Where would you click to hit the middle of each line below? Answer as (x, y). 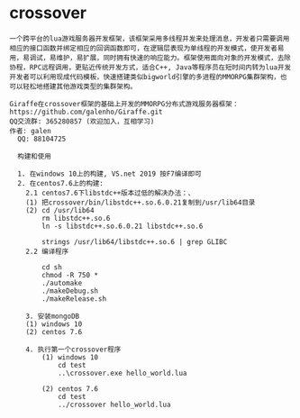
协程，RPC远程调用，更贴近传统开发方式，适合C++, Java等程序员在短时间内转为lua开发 (150, 67)
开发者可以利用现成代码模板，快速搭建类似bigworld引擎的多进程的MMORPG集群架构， (145, 77)
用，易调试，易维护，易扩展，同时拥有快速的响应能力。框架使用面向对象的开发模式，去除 (150, 58)
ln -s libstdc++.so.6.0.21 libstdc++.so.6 (123, 226)
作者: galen (30, 131)
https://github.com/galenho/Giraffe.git (86, 112)
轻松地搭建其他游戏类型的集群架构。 (79, 86)
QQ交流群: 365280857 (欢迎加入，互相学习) (82, 121)
